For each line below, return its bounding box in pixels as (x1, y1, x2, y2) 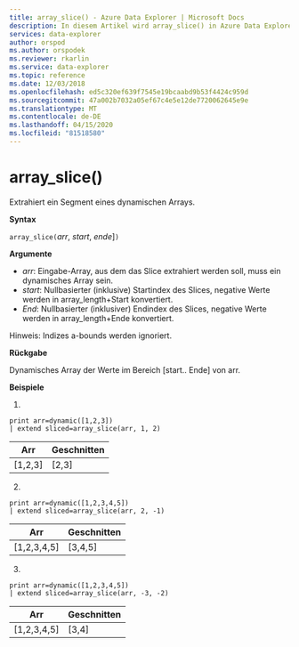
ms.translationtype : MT (9, 104, 98, 113)
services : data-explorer (9, 29, 101, 38)
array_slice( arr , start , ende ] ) (9, 230, 120, 241)
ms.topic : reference (9, 71, 86, 80)
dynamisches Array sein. (21, 275, 114, 286)
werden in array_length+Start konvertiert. (21, 294, 174, 304)
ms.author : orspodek (9, 46, 86, 55)
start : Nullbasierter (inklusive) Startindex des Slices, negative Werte (21, 284, 271, 295)
